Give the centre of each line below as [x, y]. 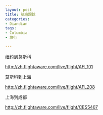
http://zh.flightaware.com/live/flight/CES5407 [51, 107]
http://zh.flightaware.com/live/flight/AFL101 [49, 66]
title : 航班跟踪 [20, 14]
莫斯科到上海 [18, 77]
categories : [17, 19]
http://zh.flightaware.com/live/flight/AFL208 [50, 87]
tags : [11, 28]
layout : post [19, 10]
